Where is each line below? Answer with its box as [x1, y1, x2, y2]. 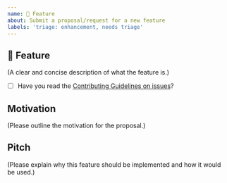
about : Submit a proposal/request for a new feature [7, 17, 166, 24]
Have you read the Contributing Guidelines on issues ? [17, 82, 174, 90]
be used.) [7, 168, 35, 176]
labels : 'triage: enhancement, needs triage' [7, 23, 143, 30]
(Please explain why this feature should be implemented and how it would [7, 160, 221, 169]
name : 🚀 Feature [7, 10, 55, 18]
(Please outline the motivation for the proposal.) [7, 121, 146, 130]
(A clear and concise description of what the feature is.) [7, 68, 170, 77]
